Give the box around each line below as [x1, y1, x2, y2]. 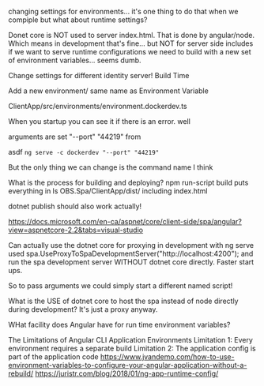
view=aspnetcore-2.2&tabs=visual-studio [8, 225, 144, 234]
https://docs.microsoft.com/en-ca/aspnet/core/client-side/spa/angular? [8, 217, 243, 226]
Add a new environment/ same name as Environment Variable [8, 86, 209, 96]
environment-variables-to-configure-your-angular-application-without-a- [8, 361, 247, 369]
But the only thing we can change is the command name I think [8, 163, 213, 172]
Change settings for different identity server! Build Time [8, 71, 190, 80]
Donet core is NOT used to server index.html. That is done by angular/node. [8, 31, 255, 39]
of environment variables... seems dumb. [8, 55, 141, 65]
